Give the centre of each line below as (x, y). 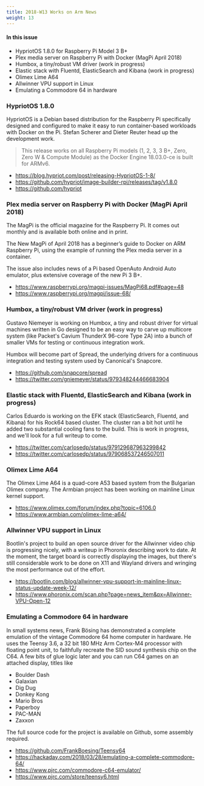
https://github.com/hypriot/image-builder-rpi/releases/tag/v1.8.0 (96, 182)
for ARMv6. (35, 164)
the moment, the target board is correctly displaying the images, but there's (101, 557)
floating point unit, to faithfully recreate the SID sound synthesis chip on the (101, 649)
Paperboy (27, 707)
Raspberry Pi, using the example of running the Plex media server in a (94, 250)
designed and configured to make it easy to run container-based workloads (101, 126)
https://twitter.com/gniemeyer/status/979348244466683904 (92, 379)
